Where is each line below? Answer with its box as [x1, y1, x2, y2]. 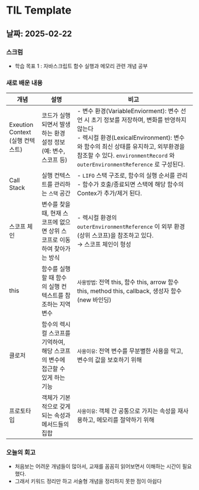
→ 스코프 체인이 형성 [76, 241, 131, 249]
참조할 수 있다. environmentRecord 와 [76, 152, 175, 160]
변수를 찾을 [41, 200, 71, 209]
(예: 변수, [41, 147, 65, 155]
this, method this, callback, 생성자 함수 [76, 287, 182, 295]
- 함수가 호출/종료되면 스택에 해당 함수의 [76, 180, 184, 188]
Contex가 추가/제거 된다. [76, 189, 142, 197]
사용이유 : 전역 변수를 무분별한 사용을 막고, [76, 347, 184, 356]
